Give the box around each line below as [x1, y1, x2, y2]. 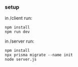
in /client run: [5, 15, 32, 21]
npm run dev [5, 29, 30, 35]
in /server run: [5, 38, 34, 44]
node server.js [5, 57, 37, 62]
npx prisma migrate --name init [5, 52, 73, 58]
